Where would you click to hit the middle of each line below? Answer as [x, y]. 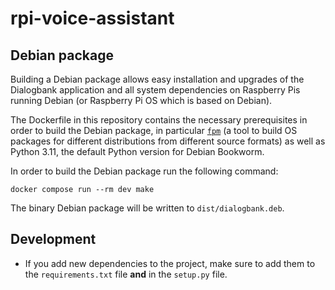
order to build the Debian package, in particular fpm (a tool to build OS [154, 130]
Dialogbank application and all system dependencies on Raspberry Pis [155, 90]
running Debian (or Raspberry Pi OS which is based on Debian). [141, 100]
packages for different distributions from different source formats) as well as [168, 141]
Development [53, 239]
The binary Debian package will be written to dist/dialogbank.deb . [147, 208]
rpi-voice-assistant [92, 18]
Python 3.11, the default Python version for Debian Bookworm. [137, 151]
